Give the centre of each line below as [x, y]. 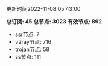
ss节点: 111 [28, 57]
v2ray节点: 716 [33, 42]
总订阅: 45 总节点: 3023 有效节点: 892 [54, 22]
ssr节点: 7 [27, 34]
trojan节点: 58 [32, 49]
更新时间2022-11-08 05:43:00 [43, 9]
